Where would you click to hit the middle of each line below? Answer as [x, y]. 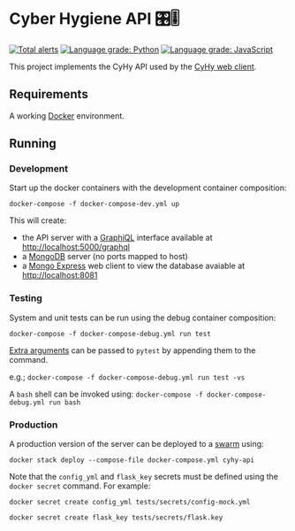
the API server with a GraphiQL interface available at [117, 238]
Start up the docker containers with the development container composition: [148, 188]
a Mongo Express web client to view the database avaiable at [133, 266]
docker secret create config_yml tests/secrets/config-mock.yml [130, 503]
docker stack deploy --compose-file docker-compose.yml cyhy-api [132, 460]
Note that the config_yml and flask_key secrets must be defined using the [144, 477]
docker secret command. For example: [80, 486]
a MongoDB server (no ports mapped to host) [105, 257]
